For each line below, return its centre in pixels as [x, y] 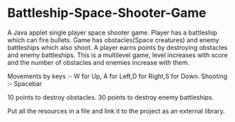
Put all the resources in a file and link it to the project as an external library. [116, 111]
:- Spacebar [25, 83]
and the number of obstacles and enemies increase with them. [98, 62]
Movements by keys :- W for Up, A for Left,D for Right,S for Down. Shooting [117, 76]
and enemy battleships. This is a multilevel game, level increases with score [117, 55]
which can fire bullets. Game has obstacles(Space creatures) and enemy [113, 39]
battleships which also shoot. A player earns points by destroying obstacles [117, 47]
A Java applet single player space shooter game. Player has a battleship [112, 32]
